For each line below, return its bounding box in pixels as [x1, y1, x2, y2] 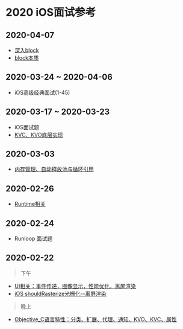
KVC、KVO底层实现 [14, 131, 63, 138]
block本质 [14, 54, 39, 61]
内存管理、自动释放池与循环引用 [14, 165, 94, 173]
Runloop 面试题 [14, 235, 53, 242]
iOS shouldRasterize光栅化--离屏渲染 [14, 290, 107, 297]
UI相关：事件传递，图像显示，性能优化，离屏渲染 [14, 282, 136, 290]
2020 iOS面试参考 [5, 5, 96, 19]
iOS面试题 [14, 123, 40, 130]
